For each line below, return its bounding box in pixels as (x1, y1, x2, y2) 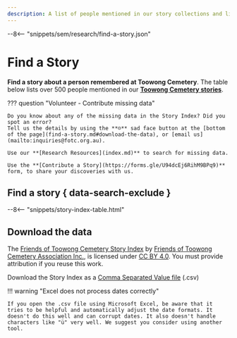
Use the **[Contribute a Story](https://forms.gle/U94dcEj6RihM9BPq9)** (7, 161, 226, 169)
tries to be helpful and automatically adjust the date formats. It (7, 307, 213, 314)
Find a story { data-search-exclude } (7, 187, 171, 199)
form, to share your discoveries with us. (7, 168, 134, 175)
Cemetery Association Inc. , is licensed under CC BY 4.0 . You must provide (7, 252, 224, 261)
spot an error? (7, 118, 52, 125)
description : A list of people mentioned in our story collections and (7, 10, 222, 18)
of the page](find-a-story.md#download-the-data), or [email (7, 131, 191, 138)
